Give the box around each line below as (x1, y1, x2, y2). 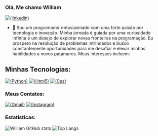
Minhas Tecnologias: (5, 65, 71, 73)
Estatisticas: (5, 114, 36, 121)
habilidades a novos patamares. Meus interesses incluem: (12, 51, 130, 57)
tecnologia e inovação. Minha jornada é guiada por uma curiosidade (12, 30, 151, 36)
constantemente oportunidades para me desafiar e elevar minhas (12, 46, 146, 52)
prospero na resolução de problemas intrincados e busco (12, 40, 129, 46)
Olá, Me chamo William (5, 4, 62, 11)
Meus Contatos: (5, 91, 44, 98)
